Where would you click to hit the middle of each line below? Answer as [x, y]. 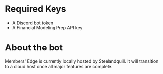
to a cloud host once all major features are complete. [59, 66]
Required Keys [36, 9]
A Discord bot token [33, 23]
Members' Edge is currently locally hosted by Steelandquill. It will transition [82, 61]
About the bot [34, 48]
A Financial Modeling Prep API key [47, 27]
